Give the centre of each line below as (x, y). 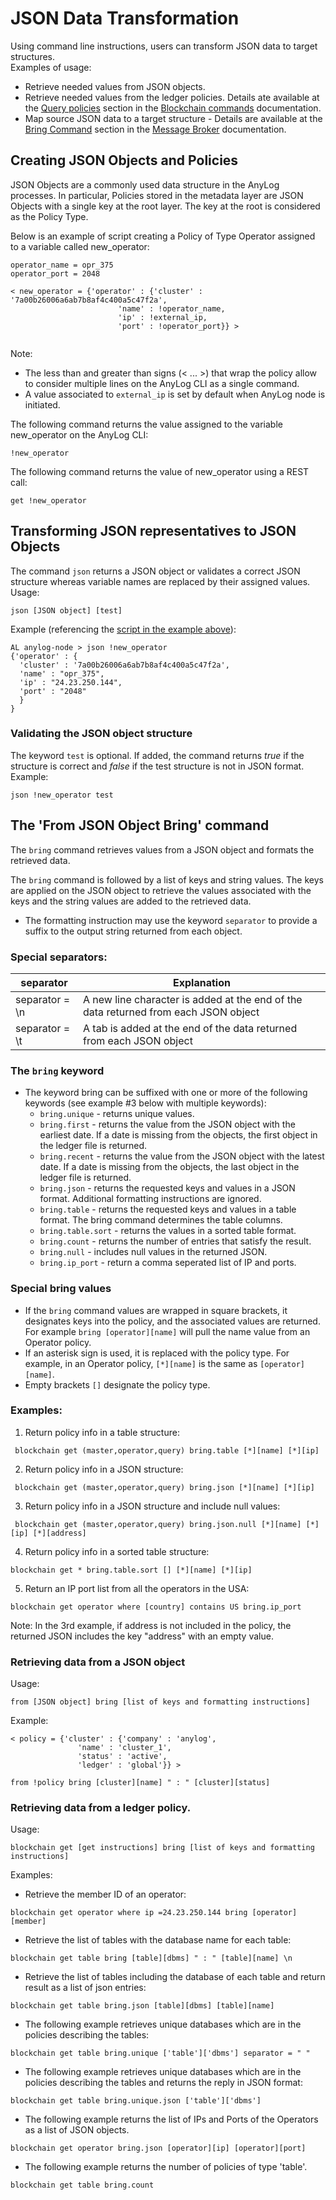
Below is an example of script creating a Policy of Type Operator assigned (163, 236)
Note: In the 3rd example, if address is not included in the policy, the (151, 1625)
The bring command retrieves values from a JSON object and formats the (162, 849)
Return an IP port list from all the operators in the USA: (137, 1588)
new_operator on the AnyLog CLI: (79, 434)
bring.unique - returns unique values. (117, 1114)
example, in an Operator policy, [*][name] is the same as (141, 1363)
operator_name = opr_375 (62, 265)
